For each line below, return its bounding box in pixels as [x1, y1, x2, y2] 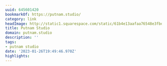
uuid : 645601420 [5, 7, 39, 12]
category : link [5, 16, 37, 21]
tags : [5, 40, 16, 45]
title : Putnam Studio [5, 26, 50, 31]
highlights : [5, 53, 30, 59]
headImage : [5, 21, 28, 26]
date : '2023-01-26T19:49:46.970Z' [5, 49, 77, 54]
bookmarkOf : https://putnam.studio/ [5, 12, 81, 17]
